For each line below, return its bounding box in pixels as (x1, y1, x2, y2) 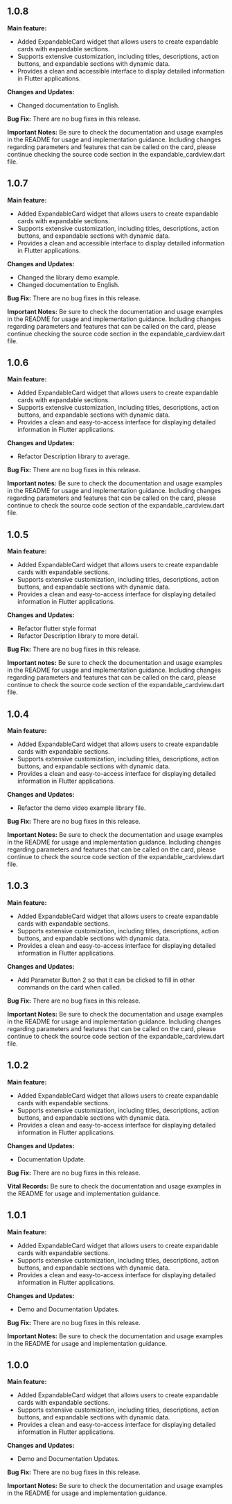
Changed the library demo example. (17, 273, 120, 282)
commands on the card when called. (17, 983, 122, 991)
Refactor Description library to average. (17, 452, 130, 460)
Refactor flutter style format (17, 624, 97, 633)
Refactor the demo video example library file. (17, 804, 146, 812)
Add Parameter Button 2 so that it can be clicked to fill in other (17, 976, 195, 984)
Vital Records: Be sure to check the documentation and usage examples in (7, 1182, 222, 1190)
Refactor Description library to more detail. (17, 632, 139, 640)
